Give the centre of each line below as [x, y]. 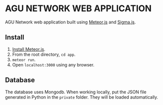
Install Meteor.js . [29, 49]
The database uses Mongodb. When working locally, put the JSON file [76, 92]
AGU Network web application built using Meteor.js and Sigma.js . [71, 22]
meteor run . [24, 60]
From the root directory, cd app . [44, 54]
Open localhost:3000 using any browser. [53, 64]
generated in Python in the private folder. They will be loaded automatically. [82, 97]
